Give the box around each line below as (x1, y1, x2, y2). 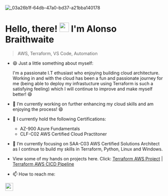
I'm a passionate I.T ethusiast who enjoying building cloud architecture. (12, 70, 159, 76)
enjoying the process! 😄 (12, 106, 64, 112)
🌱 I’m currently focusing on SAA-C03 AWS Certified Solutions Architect (12, 140, 160, 146)
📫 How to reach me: (12, 171, 56, 177)
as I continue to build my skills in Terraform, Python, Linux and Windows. (12, 146, 163, 152)
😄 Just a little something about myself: (12, 60, 94, 66)
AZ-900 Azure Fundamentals (20, 125, 80, 131)
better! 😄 (12, 91, 33, 97)
